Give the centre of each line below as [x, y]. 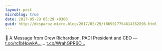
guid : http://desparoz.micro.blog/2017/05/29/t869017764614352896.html [81, 24]
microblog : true [22, 14]
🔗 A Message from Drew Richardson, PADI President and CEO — [72, 38]
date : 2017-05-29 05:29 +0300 [37, 19]
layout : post [19, 10]
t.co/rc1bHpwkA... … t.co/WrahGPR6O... [45, 43]
